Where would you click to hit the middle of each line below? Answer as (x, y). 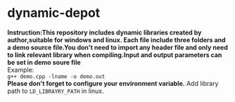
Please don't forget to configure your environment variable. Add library (113, 83)
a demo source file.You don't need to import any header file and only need (118, 47)
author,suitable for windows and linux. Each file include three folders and (117, 39)
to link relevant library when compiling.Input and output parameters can (115, 55)
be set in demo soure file (44, 62)
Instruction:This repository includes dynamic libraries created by (104, 32)
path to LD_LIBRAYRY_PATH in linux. (56, 91)
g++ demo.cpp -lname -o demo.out (56, 76)
